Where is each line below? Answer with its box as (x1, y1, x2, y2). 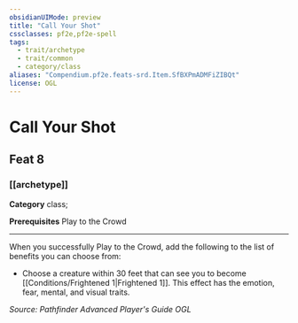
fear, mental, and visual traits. (21, 287, 130, 297)
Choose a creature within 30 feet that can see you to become (21, 267, 247, 279)
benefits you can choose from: (9, 250, 122, 261)
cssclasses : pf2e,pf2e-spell (9, 29, 117, 38)
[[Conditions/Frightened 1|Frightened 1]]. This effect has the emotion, (21, 277, 275, 288)
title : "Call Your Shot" (9, 21, 101, 30)
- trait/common (17, 54, 74, 63)
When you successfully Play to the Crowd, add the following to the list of (9, 241, 275, 252)
